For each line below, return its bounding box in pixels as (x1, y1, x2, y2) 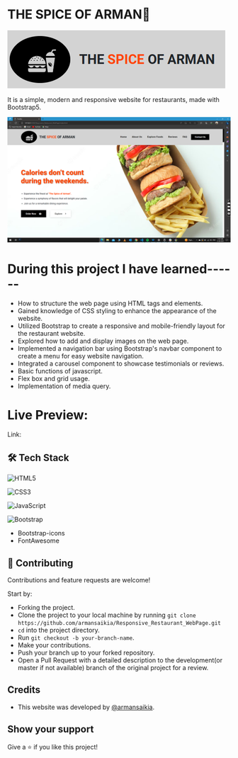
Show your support (7, 723, 94, 735)
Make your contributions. (17, 640, 91, 649)
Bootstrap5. (7, 103, 42, 111)
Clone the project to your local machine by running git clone (17, 611, 196, 619)
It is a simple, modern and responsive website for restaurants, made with (7, 95, 220, 103)
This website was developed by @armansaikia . (17, 703, 154, 711)
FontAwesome (17, 536, 60, 545)
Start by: (7, 589, 33, 598)
